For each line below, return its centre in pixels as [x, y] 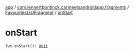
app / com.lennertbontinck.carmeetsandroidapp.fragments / [67, 7]
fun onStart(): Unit [27, 46]
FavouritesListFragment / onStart [39, 12]
